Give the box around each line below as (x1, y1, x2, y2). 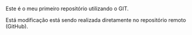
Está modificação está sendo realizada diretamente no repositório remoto (5, 17, 186, 23)
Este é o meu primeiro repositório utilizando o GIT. (5, 5, 129, 12)
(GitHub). (5, 23, 28, 30)
